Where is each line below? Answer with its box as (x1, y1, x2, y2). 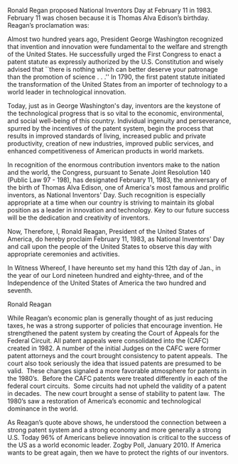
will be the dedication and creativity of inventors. (7, 213, 151, 222)
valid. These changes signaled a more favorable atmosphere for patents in (7, 367, 227, 375)
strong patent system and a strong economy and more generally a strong (7, 426, 222, 434)
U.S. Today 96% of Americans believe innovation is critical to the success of (7, 433, 231, 441)
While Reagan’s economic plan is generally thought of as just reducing (7, 314, 213, 322)
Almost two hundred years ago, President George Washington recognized (7, 35, 224, 43)
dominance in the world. (7, 404, 78, 413)
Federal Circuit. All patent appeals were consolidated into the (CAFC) (7, 337, 210, 345)
